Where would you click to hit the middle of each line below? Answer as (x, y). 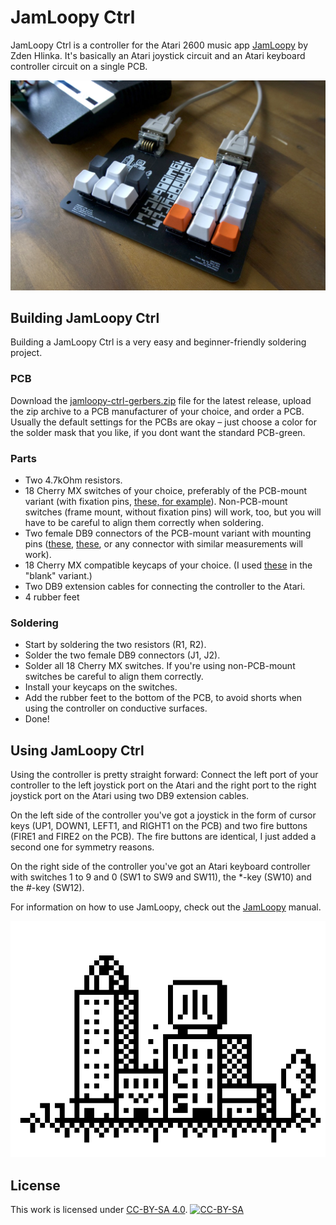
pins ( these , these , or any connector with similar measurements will (163, 544)
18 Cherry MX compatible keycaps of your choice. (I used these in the (168, 565)
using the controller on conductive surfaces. (116, 708)
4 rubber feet (52, 597)
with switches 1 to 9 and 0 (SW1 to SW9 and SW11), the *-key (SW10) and (161, 877)
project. (26, 353)
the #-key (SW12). (47, 888)
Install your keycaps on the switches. (101, 687)
